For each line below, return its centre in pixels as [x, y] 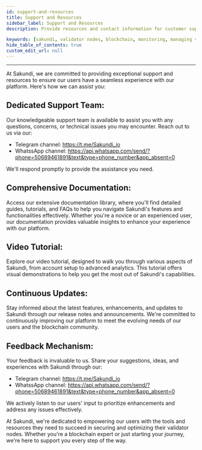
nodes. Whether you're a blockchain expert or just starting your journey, [96, 434]
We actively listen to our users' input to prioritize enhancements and [91, 403]
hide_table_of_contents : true [44, 45]
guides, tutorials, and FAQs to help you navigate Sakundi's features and [95, 209]
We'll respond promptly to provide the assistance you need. [80, 169]
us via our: [19, 133]
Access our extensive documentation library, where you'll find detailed [94, 202]
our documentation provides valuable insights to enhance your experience [98, 221]
